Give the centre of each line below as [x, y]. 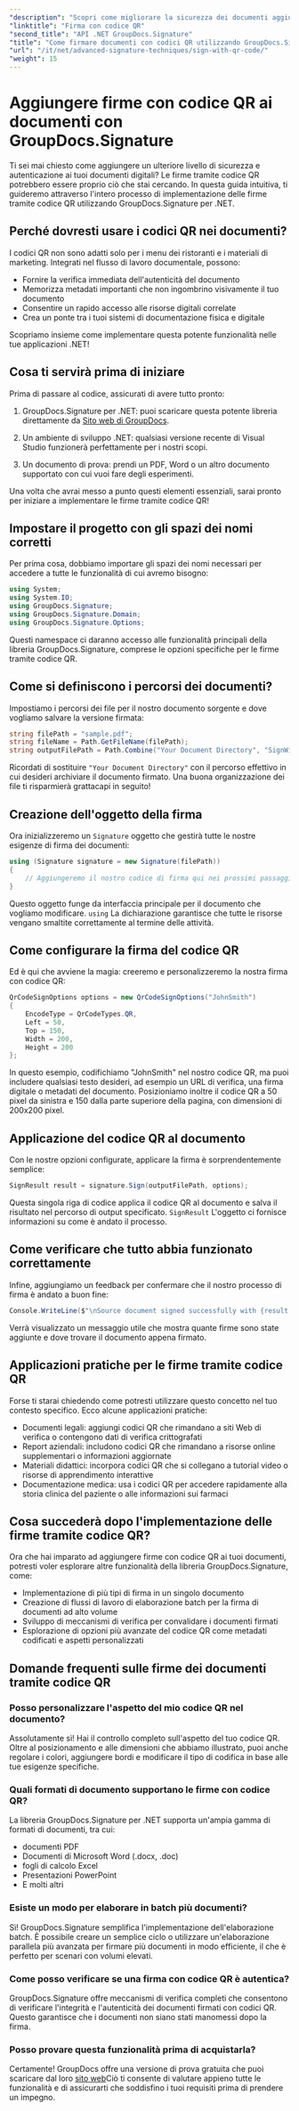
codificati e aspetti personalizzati [83, 1641]
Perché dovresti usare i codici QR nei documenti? [148, 231]
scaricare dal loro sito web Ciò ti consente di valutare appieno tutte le [135, 2078]
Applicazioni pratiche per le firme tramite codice [146, 1365]
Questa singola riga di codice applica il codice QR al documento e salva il [143, 1202]
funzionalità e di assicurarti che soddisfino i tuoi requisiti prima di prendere [146, 2088]
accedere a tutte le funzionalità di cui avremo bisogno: [109, 573]
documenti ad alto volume [70, 1612]
